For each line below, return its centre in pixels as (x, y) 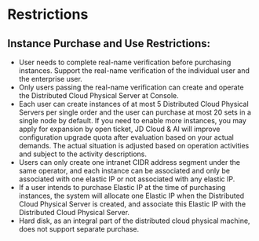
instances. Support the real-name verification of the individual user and (134, 71)
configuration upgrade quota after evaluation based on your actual (126, 137)
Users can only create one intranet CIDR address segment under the (129, 162)
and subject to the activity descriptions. (82, 154)
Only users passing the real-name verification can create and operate (131, 87)
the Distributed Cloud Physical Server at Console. (99, 95)
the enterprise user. (51, 79)
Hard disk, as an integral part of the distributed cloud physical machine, (134, 221)
